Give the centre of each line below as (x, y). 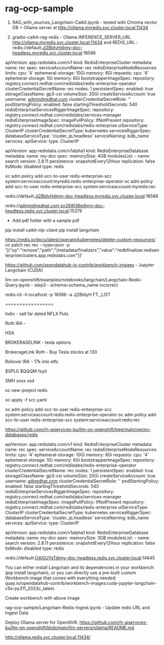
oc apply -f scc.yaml (26, 400)
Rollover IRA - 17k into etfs (32, 362)
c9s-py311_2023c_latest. (30, 588)
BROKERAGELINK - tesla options (38, 342)
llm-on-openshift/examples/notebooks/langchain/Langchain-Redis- (74, 280)
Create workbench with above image (43, 598)
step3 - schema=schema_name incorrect (76, 285)
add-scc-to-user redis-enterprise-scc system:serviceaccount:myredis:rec (81, 186)
